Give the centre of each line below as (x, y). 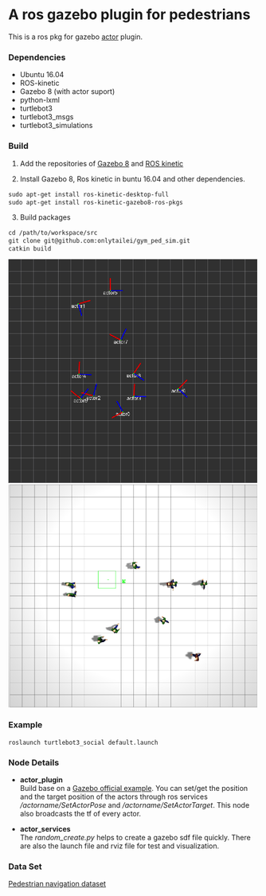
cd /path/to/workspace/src (53, 232)
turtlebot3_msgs (47, 117)
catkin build (30, 248)
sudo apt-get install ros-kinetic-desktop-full (89, 194)
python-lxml (39, 100)
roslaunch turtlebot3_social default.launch (83, 742)
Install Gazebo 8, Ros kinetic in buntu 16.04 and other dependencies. (132, 179)
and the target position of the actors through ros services (114, 797)
